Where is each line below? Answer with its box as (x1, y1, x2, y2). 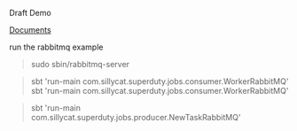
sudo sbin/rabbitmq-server (30, 59, 130, 69)
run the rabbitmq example (9, 42, 104, 52)
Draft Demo (9, 8, 51, 18)
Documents (9, 25, 51, 35)
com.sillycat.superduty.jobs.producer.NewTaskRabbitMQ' (30, 112, 241, 122)
